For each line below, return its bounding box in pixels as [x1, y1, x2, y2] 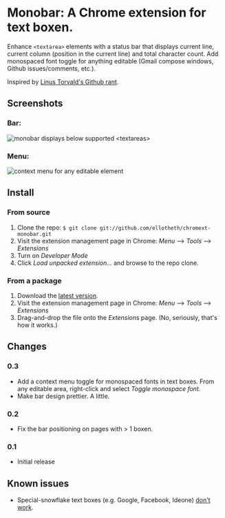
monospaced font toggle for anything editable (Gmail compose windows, [7, 57, 214, 65]
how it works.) [17, 321, 58, 329]
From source [7, 208, 50, 217]
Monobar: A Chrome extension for [7, 5, 206, 21]
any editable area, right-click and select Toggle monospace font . [17, 384, 201, 392]
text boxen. [7, 19, 74, 35]
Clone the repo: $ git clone [17, 223, 98, 232]
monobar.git [17, 230, 52, 237]
